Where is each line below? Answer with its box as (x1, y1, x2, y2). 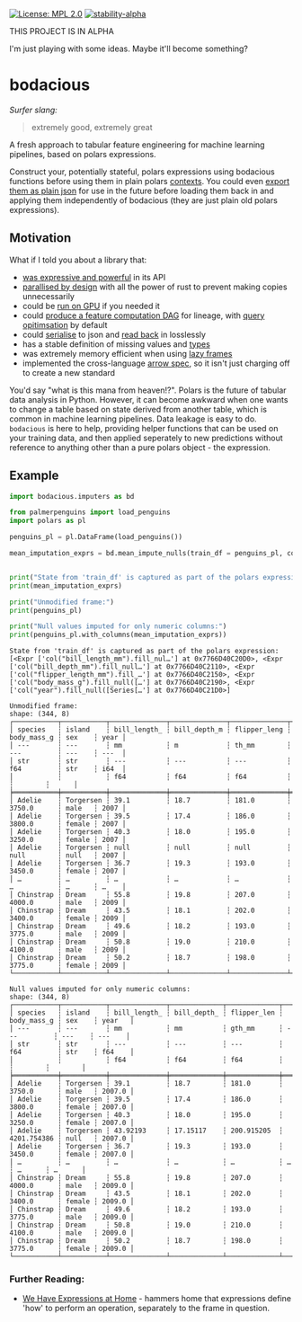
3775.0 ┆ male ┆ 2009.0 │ (9, 1213, 135, 1222)
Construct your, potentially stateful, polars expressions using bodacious (9, 166, 276, 177)
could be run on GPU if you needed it (22, 300, 160, 311)
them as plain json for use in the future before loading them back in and (9, 185, 274, 196)
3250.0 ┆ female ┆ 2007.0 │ (9, 1119, 135, 1128)
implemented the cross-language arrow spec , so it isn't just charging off (22, 358, 290, 368)
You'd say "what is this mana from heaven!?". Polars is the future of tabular (9, 385, 287, 395)
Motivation (9, 230, 72, 246)
